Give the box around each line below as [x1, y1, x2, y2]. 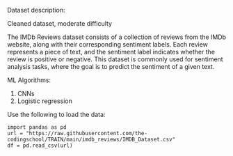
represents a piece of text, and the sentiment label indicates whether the [7, 48, 216, 56]
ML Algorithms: [7, 76, 51, 84]
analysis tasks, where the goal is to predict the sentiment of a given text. [7, 63, 215, 70]
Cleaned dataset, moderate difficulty [7, 19, 113, 27]
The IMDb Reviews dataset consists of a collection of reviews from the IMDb [7, 33, 227, 41]
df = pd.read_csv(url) [7, 142, 73, 149]
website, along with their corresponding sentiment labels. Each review [7, 40, 209, 48]
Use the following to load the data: [7, 111, 106, 118]
